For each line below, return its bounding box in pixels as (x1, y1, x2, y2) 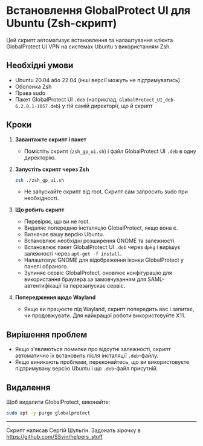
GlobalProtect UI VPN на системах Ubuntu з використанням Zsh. (6, 43, 171, 50)
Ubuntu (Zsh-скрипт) (6, 16, 117, 30)
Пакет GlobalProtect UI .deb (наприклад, (14, 95, 118, 103)
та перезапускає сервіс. (62, 282, 126, 289)
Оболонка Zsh (14, 83, 52, 90)
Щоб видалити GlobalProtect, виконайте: (6, 398, 111, 406)
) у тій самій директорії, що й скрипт (58, 102, 153, 109)
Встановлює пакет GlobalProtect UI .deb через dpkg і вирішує (24, 244, 181, 251)
